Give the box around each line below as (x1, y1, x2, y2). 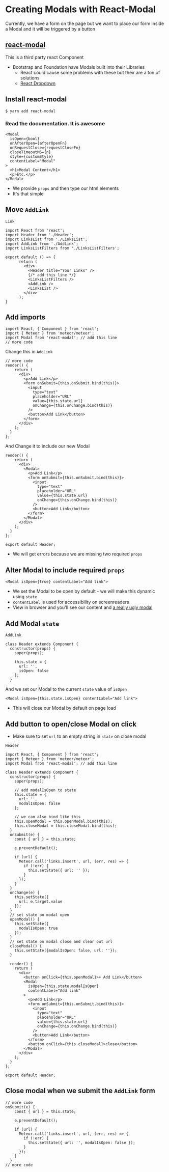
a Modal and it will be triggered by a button (5, 25, 96, 32)
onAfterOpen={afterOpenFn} (10, 141, 67, 146)
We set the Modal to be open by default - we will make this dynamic (12, 588, 155, 594)
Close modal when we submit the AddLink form (5, 1086, 155, 1095)
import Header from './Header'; (5, 232, 74, 237)
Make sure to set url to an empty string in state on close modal (12, 733, 147, 739)
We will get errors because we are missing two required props (12, 551, 143, 557)
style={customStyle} (10, 154, 53, 159)
